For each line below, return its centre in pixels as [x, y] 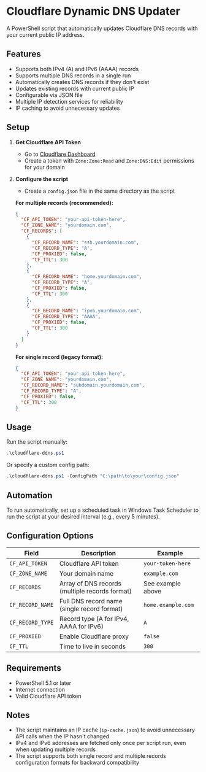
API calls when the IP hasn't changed [62, 736]
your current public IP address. [45, 34]
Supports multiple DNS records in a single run [73, 75]
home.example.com [169, 605]
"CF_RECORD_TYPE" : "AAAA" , [66, 317]
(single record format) [91, 609]
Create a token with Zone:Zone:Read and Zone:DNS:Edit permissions [109, 160]
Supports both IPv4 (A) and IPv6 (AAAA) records [77, 69]
